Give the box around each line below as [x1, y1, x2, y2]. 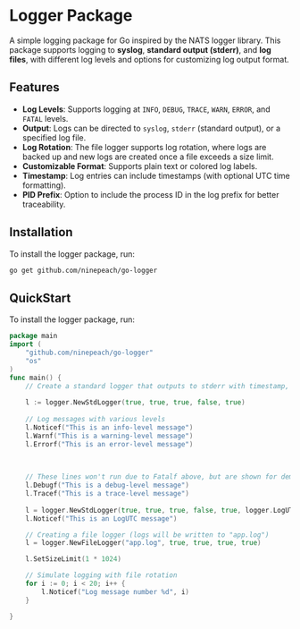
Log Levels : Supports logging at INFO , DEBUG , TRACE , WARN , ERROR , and [21, 104, 271, 115]
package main [9, 332, 58, 341]
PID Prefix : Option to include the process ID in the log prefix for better [21, 189, 279, 200]
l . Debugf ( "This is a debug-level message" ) [25, 480, 190, 490]
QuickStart [9, 290, 71, 305]
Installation [9, 225, 73, 240]
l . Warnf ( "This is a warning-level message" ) [25, 431, 194, 440]
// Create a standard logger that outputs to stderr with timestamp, [25, 381, 290, 390]
